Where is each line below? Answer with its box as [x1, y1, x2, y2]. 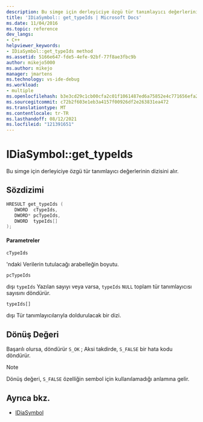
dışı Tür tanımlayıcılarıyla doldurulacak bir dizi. [6, 312, 121, 319]
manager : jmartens [6, 71, 53, 77]
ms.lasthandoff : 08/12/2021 [6, 116, 77, 122]
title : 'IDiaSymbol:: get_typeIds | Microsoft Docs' [6, 15, 142, 21]
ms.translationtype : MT [6, 104, 66, 111]
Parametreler [6, 237, 40, 244]
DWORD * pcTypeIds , [14, 213, 61, 219]
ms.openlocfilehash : [6, 93, 59, 99]
